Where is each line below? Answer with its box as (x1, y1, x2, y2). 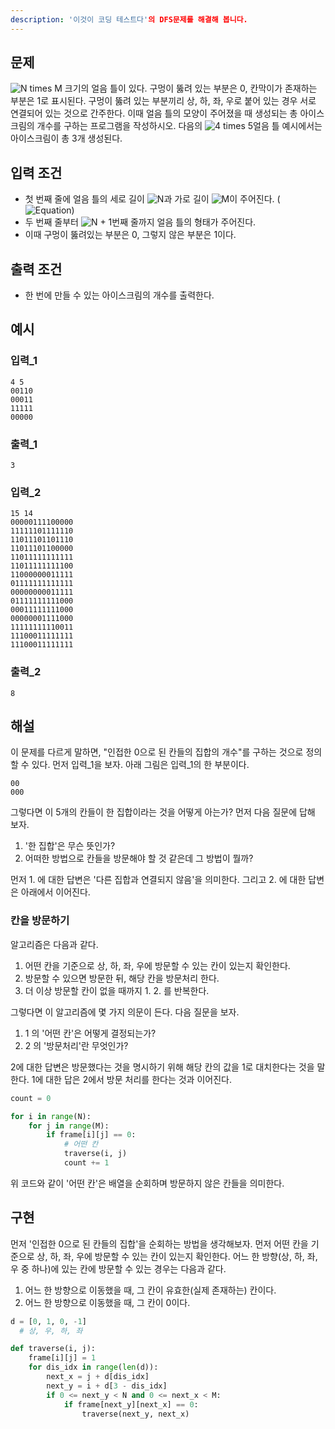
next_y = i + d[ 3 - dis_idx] (46, 1381, 168, 1391)
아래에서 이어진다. (20, 886, 91, 898)
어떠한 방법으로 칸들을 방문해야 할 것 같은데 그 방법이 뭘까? (24, 852, 254, 865)
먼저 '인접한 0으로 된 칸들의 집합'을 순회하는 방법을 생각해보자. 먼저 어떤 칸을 (10, 1237, 309, 1250)
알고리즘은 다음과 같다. (10, 938, 99, 950)
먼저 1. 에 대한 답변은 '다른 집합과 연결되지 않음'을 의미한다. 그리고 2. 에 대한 (10, 874, 307, 886)
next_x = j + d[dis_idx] (46, 1372, 150, 1382)
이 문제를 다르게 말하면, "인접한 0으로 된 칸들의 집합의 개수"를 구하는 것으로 (10, 746, 304, 758)
